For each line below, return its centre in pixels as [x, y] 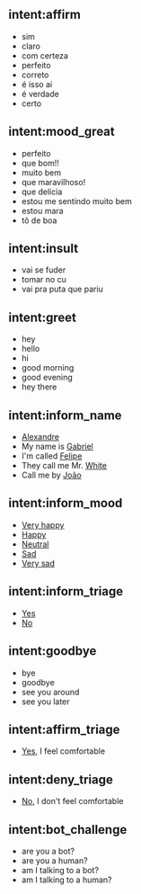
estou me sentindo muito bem [76, 201]
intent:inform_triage [66, 591]
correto [35, 75]
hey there [39, 387]
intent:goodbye [53, 651]
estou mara [42, 210]
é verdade [40, 94]
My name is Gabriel [57, 447]
